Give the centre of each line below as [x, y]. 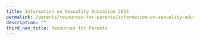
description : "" [26, 22]
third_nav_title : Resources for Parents [57, 28]
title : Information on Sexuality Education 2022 [68, 11]
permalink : [20, 17]
